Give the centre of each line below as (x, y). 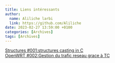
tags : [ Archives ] (23, 37)
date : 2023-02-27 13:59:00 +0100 (39, 28)
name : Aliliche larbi (31, 18)
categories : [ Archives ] (29, 32)
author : (13, 14)
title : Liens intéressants (32, 9)
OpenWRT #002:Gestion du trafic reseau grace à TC (57, 55)
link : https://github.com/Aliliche (45, 23)
